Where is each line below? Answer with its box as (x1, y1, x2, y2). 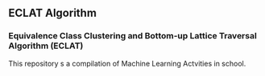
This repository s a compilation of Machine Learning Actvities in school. (8, 58, 246, 68)
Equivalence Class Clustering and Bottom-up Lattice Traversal (8, 30, 258, 42)
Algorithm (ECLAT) (8, 40, 84, 51)
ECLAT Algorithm (8, 6, 97, 20)
